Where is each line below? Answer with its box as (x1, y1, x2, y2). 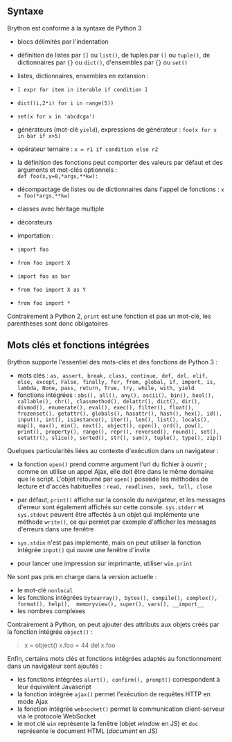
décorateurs (17, 218, 53, 226)
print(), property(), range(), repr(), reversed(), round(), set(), (17, 428, 220, 435)
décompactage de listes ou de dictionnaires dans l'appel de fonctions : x (17, 185, 224, 193)
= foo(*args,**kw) (17, 192, 71, 200)
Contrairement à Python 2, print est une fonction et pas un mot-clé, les (7, 312, 211, 320)
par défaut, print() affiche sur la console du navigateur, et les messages (17, 495, 226, 504)
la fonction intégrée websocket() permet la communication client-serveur (17, 705, 225, 713)
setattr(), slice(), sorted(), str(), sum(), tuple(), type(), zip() (17, 434, 223, 441)
